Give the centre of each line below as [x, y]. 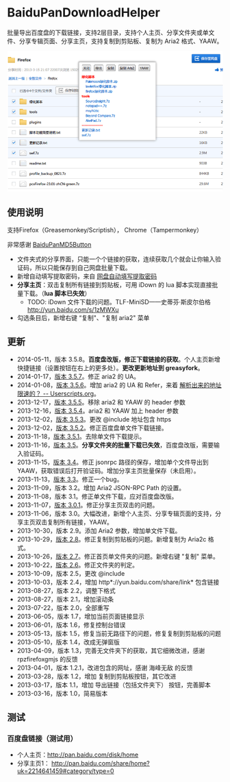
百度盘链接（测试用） [42, 738]
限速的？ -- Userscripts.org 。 [59, 394]
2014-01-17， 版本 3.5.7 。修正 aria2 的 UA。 [78, 377]
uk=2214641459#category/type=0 [65, 771]
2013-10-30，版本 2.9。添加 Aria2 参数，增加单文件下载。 [99, 531]
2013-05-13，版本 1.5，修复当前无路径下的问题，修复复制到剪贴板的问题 [119, 634]
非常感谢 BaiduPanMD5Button [49, 245]
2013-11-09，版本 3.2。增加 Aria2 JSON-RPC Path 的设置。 [101, 488]
